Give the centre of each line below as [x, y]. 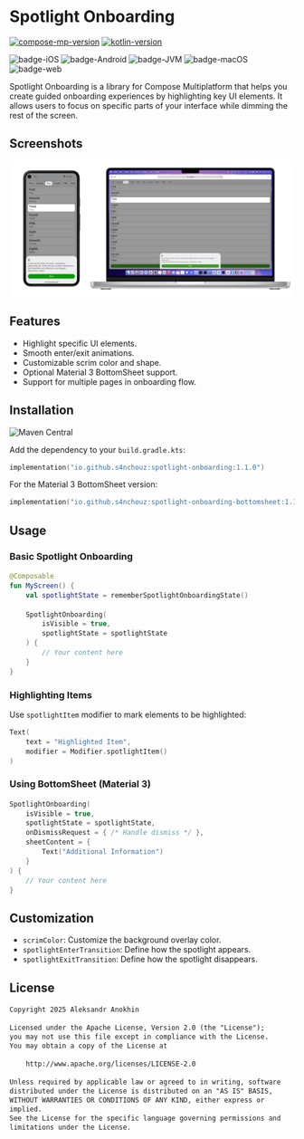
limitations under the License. [70, 1128]
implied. [26, 1110]
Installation [42, 411]
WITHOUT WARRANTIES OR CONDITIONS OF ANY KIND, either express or [137, 1101]
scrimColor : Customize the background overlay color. [122, 940]
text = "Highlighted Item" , [78, 742]
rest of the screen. [44, 115]
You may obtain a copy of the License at [89, 1046]
